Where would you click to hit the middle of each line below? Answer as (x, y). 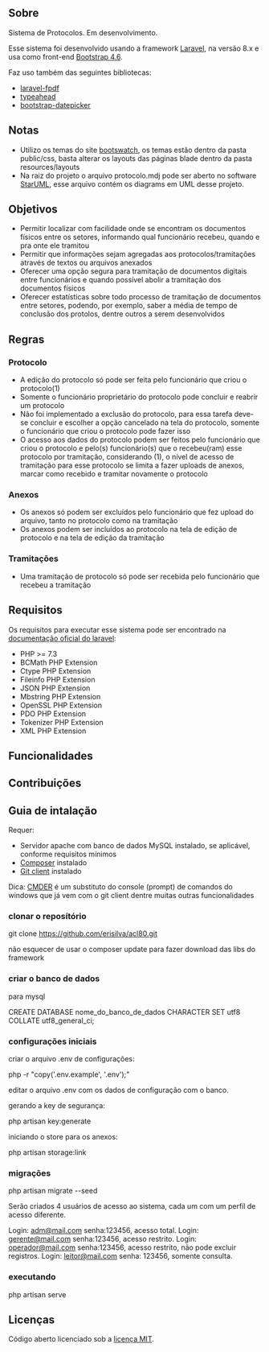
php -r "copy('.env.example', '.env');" (69, 1074)
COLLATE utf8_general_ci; (51, 1020)
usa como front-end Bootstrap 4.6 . (65, 56)
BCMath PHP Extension (59, 662)
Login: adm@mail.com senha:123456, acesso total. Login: (104, 1230)
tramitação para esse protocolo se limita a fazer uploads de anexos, (132, 465)
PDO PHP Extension (53, 713)
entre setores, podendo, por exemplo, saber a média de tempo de (129, 306)
